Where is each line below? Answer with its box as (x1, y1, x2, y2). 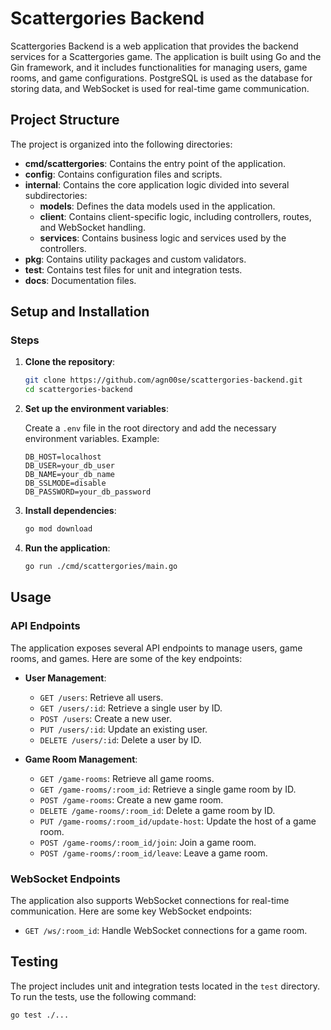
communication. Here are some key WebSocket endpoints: (10, 905, 253, 917)
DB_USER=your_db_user (24, 461, 115, 471)
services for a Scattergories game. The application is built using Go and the (10, 50, 322, 62)
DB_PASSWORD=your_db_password (24, 487, 152, 497)
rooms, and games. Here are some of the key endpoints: (10, 652, 243, 664)
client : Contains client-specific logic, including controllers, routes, (39, 210, 312, 222)
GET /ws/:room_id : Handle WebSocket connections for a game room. (24, 924, 308, 936)
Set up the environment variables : (24, 403, 169, 415)
